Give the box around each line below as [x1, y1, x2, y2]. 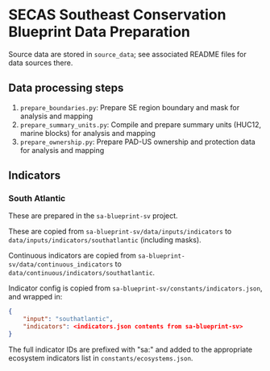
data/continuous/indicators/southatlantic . [8, 268, 156, 278]
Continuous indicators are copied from [8, 251, 137, 261]
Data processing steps [8, 81, 124, 95]
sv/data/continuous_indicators [8, 261, 114, 269]
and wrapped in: [8, 292, 63, 302]
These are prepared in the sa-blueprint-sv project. [8, 211, 179, 221]
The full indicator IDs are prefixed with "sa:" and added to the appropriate [8, 344, 253, 354]
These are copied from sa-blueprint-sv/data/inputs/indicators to [8, 227, 232, 237]
